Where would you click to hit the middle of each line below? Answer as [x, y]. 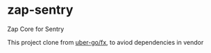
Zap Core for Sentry [36, 29]
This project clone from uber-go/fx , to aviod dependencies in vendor [105, 42]
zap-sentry [40, 10]
